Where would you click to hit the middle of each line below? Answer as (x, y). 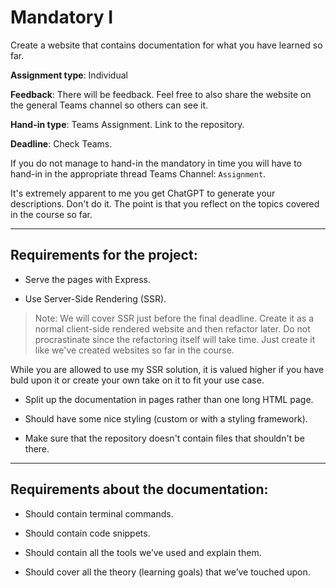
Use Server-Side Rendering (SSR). (95, 298)
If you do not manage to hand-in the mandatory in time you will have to (156, 163)
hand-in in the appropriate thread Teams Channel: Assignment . (138, 173)
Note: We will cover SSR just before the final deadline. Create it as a (174, 318)
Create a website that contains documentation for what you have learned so (166, 45)
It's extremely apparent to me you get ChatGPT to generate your (143, 193)
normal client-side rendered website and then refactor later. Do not (172, 328)
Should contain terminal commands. (99, 513)
